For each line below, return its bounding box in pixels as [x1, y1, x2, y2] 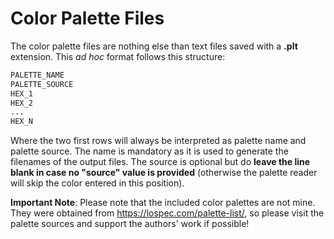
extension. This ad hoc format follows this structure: [10, 50, 226, 62]
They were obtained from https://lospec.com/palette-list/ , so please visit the [10, 207, 325, 219]
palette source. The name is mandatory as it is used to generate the [10, 145, 289, 157]
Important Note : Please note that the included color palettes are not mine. [10, 197, 316, 209]
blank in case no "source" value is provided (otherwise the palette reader [10, 167, 318, 179]
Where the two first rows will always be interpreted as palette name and [10, 135, 307, 147]
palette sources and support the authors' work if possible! [10, 218, 250, 230]
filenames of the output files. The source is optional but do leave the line [10, 156, 311, 168]
